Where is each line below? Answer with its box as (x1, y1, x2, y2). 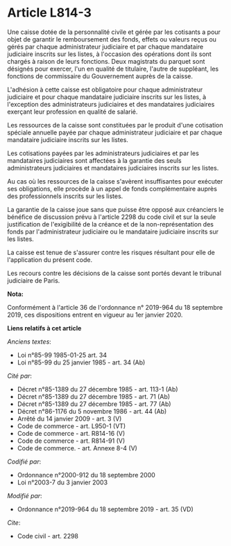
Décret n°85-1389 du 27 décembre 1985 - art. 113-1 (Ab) (17, 385, 178, 393)
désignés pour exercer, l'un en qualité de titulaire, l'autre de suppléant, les (7, 64, 219, 73)
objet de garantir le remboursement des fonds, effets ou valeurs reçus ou (7, 35, 217, 43)
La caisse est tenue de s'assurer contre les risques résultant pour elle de (7, 248, 215, 256)
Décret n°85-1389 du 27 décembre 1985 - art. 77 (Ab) (17, 400, 171, 408)
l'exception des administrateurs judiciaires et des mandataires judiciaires (7, 100, 215, 108)
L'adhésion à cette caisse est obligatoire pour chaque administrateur (7, 85, 203, 94)
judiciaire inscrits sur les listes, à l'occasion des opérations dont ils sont (7, 50, 212, 58)
